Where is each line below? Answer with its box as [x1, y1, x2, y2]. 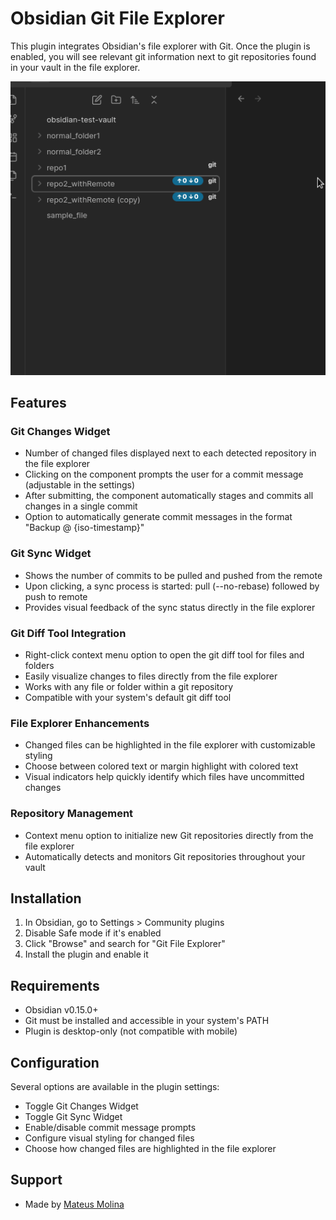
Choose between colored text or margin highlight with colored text [24, 760, 299, 772]
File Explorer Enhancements [10, 716, 150, 730]
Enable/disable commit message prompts [24, 1122, 197, 1134]
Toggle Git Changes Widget [24, 1100, 139, 1112]
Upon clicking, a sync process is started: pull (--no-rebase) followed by [24, 580, 320, 592]
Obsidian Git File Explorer [10, 7, 225, 30]
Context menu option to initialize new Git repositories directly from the [24, 829, 314, 841]
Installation [10, 890, 82, 907]
